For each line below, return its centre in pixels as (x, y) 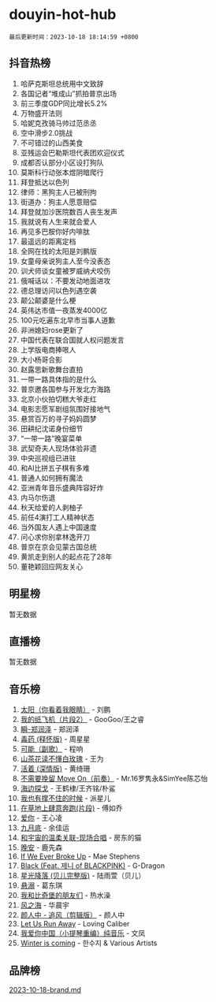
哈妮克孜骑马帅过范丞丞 (58, 123)
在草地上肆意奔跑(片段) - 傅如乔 (71, 808)
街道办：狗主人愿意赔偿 (58, 202)
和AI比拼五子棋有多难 (55, 467)
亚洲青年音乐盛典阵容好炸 (62, 487)
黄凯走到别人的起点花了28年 (66, 557)
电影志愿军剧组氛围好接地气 (65, 408)
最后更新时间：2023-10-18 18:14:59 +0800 (74, 37)
